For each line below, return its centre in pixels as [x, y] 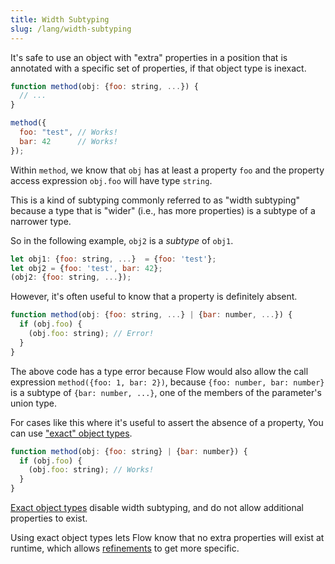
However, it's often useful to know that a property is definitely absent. [154, 297]
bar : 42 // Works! [68, 141]
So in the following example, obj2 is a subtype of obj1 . [122, 240]
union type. [34, 403]
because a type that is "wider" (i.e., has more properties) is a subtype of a [163, 210]
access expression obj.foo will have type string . [111, 180]
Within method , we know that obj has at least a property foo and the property [167, 170]
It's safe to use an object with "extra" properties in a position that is [149, 57]
